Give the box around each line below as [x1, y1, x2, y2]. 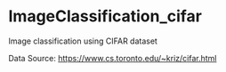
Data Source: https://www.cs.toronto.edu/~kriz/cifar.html [8, 52, 217, 63]
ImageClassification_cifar [8, 6, 202, 27]
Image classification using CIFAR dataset [8, 36, 157, 46]
